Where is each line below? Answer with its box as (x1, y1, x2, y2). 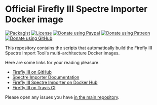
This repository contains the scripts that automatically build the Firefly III (5, 45, 152, 51)
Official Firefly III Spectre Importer (5, 3, 148, 15)
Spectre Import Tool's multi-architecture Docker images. (5, 50, 120, 56)
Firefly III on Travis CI (12, 84, 56, 90)
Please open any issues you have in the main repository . (5, 94, 119, 100)
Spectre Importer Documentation (12, 74, 80, 80)
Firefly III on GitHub (12, 69, 52, 75)
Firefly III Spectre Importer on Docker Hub (12, 79, 98, 85)
